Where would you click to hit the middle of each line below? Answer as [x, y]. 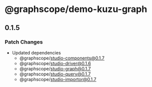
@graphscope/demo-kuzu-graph [76, 9]
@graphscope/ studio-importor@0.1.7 [58, 79]
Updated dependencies [36, 52]
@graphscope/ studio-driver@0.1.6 [55, 63]
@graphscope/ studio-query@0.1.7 [55, 74]
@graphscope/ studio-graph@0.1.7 [55, 68]
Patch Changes [24, 42]
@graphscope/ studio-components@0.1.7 [62, 58]
